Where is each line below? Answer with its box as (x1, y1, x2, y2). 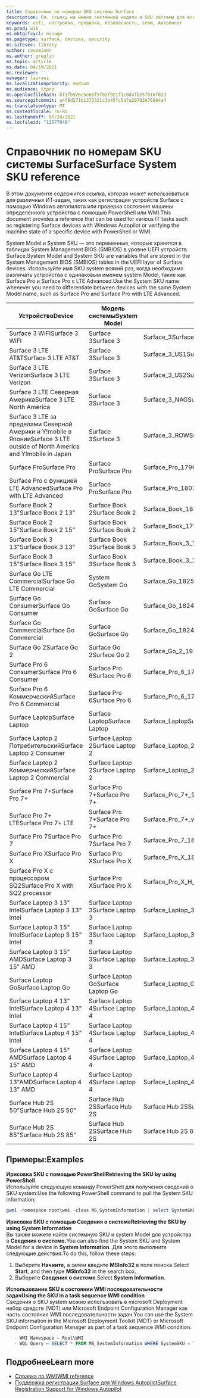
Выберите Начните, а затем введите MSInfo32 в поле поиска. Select (14, 1261, 189, 1268)
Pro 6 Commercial (9, 700, 60, 709)
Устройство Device (18, 312, 74, 320)
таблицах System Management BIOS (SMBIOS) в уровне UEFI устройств (6, 246, 187, 253)
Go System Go (88, 581, 128, 589)
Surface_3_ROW (143, 431, 189, 439)
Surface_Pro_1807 (143, 484, 196, 492)
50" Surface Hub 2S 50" (9, 1106, 77, 1115)
